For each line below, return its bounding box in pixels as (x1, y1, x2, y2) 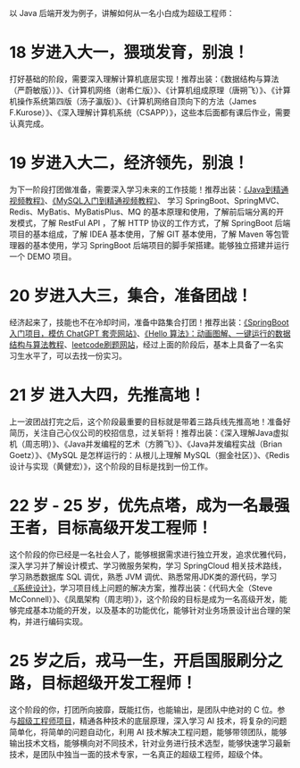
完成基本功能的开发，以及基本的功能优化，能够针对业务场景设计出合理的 (16, 605, 283, 615)
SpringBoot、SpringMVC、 (185, 195, 285, 205)
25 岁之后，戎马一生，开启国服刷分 (9, 650, 268, 671)
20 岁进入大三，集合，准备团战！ (9, 286, 253, 306)
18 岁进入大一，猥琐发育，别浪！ (9, 43, 249, 63)
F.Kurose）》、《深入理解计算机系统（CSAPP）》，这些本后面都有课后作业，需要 (9, 106, 291, 118)
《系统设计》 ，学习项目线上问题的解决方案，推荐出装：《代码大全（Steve (9, 582, 273, 593)
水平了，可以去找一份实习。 (24, 350, 127, 361)
